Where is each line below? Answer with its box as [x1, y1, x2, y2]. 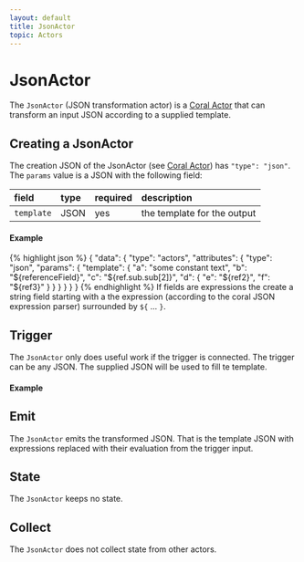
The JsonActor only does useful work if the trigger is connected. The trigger [9, 352, 295, 363]
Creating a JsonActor [9, 136, 134, 151]
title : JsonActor [9, 22, 76, 31]
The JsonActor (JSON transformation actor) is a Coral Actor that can [9, 99, 266, 110]
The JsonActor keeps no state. [9, 494, 123, 505]
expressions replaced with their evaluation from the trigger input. [9, 442, 254, 453]
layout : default [9, 13, 71, 23]
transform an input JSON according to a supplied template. [9, 109, 231, 120]
